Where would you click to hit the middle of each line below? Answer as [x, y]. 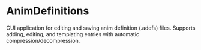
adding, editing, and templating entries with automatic [73, 34]
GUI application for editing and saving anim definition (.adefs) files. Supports [101, 28]
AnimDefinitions [48, 11]
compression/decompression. [43, 40]
